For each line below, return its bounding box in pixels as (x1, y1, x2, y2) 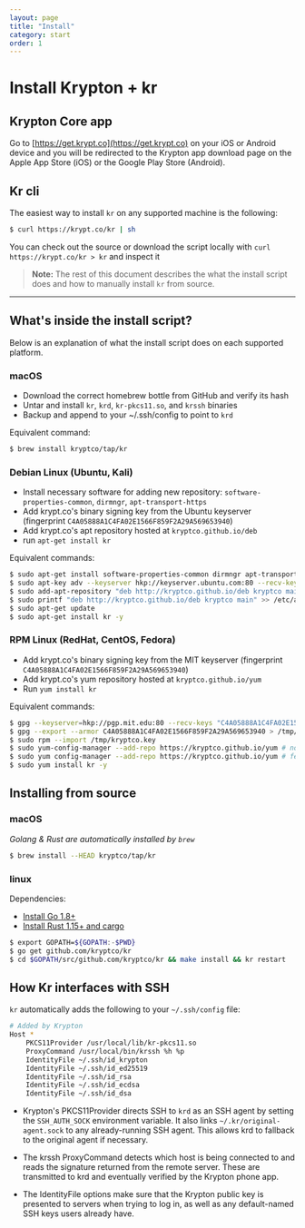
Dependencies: (9, 893, 66, 904)
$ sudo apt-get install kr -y (9, 612, 124, 622)
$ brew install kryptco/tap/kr (9, 445, 128, 454)
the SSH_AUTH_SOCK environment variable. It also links (22, 1115, 218, 1126)
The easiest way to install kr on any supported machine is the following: (9, 208, 279, 219)
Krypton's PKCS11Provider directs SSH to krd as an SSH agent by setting (22, 1105, 295, 1116)
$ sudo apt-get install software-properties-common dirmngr (9, 570, 242, 579)
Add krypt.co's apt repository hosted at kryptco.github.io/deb (22, 526, 258, 536)
